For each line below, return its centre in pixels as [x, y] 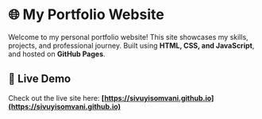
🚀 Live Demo [40, 79]
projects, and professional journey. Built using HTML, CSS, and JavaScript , [131, 45]
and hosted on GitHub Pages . [57, 54]
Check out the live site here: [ [56, 98]
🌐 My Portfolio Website [86, 15]
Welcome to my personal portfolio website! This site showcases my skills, [128, 36]
